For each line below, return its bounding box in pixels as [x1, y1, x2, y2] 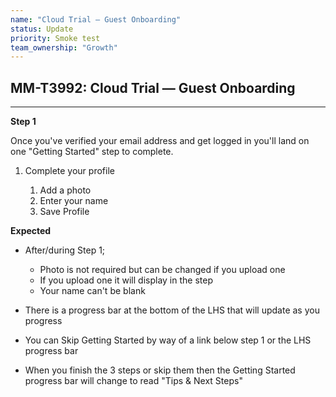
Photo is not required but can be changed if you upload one [39, 264, 286, 276]
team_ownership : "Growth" [10, 42, 118, 53]
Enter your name [39, 195, 109, 207]
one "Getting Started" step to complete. [10, 146, 174, 158]
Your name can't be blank [39, 285, 146, 297]
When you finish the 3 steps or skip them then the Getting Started [24, 364, 296, 376]
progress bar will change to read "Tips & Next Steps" [24, 375, 243, 387]
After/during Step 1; [24, 244, 106, 256]
